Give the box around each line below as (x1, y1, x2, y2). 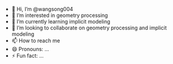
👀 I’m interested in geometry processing (11, 12, 108, 19)
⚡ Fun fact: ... (11, 52, 44, 59)
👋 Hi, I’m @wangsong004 (11, 6, 74, 12)
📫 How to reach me (11, 37, 60, 44)
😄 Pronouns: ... (11, 46, 50, 52)
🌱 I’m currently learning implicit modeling (11, 18, 110, 25)
